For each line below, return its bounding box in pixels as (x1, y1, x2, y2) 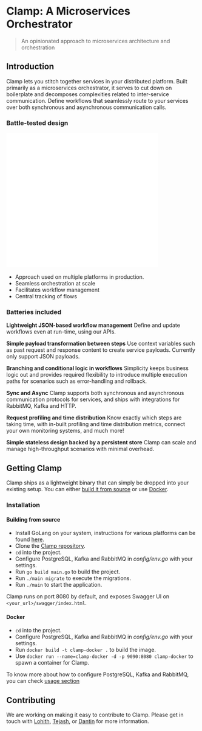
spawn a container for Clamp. (15, 659, 90, 666)
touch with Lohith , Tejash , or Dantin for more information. (6, 718, 150, 725)
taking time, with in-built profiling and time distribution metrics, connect (6, 421, 185, 428)
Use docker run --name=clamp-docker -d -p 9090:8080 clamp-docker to (15, 652, 194, 660)
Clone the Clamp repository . (15, 542, 86, 550)
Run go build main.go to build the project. (15, 568, 120, 576)
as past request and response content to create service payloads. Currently (6, 346, 196, 354)
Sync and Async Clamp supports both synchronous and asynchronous (6, 390, 184, 397)
